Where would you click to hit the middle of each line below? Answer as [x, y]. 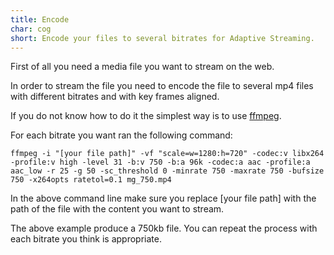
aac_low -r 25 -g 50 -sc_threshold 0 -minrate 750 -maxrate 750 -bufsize [167, 171]
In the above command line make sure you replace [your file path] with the [163, 198]
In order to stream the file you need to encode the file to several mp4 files [162, 86]
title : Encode [40, 19]
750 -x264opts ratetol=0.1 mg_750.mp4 [91, 180]
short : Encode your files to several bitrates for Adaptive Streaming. [162, 38]
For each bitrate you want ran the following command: [121, 135]
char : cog [31, 29]
